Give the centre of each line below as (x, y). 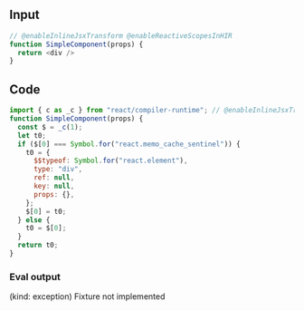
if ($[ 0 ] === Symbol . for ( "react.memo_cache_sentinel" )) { (129, 144)
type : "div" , (58, 170)
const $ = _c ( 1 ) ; (50, 127)
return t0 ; (38, 245)
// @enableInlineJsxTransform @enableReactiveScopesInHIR (121, 35)
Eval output (35, 277)
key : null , (54, 186)
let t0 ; (32, 135)
